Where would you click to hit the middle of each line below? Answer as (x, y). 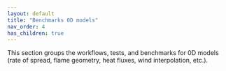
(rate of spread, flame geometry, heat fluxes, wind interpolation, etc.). (108, 61)
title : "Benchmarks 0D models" (53, 20)
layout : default (31, 14)
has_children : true (36, 33)
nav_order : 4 (26, 26)
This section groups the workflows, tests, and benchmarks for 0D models (113, 53)
